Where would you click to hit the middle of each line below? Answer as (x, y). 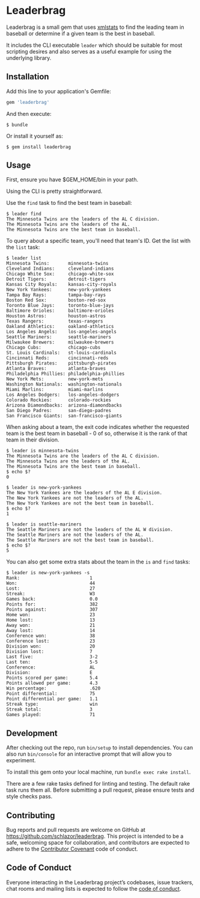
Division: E (50, 673)
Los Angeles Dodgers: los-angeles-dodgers (63, 395)
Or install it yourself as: (35, 136)
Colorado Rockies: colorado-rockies (59, 400)
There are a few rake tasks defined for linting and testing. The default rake (98, 784)
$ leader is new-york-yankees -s (48, 573)
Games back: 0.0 (52, 599)
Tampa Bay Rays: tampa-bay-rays (56, 295)
